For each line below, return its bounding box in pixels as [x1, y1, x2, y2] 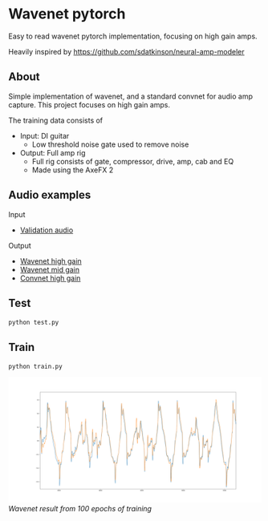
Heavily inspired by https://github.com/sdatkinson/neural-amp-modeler [8, 46, 245, 56]
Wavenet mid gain [19, 265, 80, 274]
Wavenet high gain [19, 256, 82, 265]
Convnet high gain [19, 273, 81, 283]
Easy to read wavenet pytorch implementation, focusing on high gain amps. [8, 31, 258, 41]
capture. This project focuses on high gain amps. [8, 99, 171, 109]
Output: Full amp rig [19, 147, 86, 157]
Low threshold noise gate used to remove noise [31, 139, 189, 149]
